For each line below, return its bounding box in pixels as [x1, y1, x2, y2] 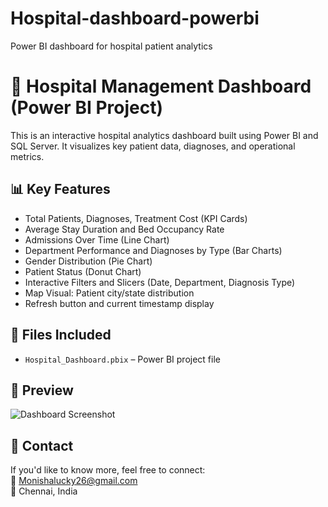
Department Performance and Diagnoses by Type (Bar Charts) [24, 244, 283, 256]
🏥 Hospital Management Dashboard [10, 75, 312, 98]
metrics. [10, 150, 45, 162]
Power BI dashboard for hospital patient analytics [10, 40, 213, 52]
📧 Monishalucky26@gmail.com [10, 475, 138, 487]
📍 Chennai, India [10, 485, 78, 497]
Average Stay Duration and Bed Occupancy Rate [24, 223, 225, 235]
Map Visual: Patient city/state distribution [24, 287, 195, 299]
